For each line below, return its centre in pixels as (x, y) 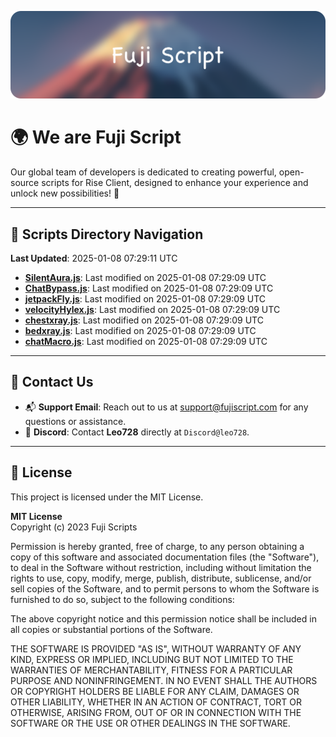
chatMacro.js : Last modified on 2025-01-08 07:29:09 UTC (146, 342)
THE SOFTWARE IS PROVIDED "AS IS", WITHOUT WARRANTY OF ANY (156, 648)
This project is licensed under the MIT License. (107, 497)
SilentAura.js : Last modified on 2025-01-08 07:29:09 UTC (145, 278)
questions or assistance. (75, 421)
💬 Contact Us (52, 382)
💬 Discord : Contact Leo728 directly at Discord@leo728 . (137, 432)
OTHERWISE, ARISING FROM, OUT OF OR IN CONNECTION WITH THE (156, 712)
